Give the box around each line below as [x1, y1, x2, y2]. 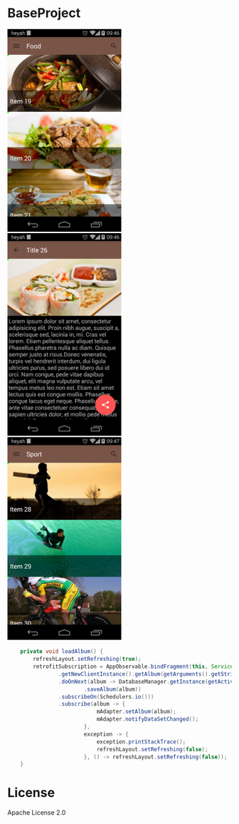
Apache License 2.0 [7, 808, 66, 817]
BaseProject [7, 5, 81, 21]
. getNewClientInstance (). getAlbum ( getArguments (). [58, 670, 212, 678]
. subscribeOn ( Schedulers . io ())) [58, 693, 154, 700]
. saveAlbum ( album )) [83, 686, 142, 693]
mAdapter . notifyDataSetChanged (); [96, 716, 199, 723]
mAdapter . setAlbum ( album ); [96, 708, 176, 716]
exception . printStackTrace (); [96, 738, 186, 746]
